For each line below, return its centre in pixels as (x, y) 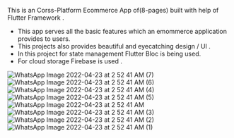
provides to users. (44, 39)
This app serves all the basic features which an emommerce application (122, 31)
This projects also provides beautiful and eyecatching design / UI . (114, 46)
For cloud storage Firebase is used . (70, 61)
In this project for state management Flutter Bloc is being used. (109, 54)
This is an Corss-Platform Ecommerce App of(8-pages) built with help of (113, 10)
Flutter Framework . (36, 18)
